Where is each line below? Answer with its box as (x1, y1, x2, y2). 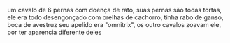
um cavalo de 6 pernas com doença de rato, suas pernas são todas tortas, (7, 6, 222, 14)
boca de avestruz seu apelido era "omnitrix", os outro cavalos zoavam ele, (7, 21, 222, 28)
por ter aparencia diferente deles (7, 28, 102, 36)
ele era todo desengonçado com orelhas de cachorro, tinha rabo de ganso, (7, 13, 224, 21)
